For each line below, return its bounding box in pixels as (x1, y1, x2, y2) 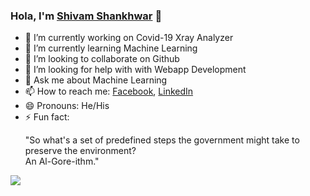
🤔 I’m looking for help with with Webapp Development (24, 64, 247, 76)
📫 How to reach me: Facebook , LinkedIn (24, 85, 194, 98)
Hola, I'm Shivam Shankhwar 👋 (10, 9, 163, 23)
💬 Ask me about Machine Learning (24, 74, 168, 86)
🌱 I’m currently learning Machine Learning (24, 42, 198, 54)
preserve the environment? (24, 145, 137, 157)
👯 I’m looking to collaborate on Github (24, 53, 180, 65)
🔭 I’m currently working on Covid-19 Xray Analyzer (24, 32, 234, 44)
